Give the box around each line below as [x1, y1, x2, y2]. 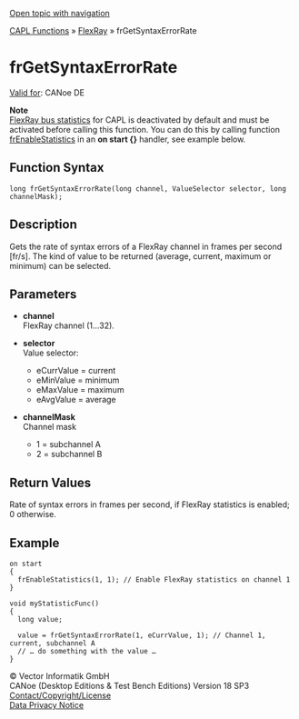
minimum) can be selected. [9, 260, 112, 271]
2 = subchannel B [35, 449, 103, 460]
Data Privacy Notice [9, 700, 85, 710]
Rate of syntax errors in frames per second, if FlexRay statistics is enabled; [9, 499, 291, 510]
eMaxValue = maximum [35, 384, 125, 395]
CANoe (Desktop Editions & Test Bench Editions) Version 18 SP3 [9, 681, 250, 691]
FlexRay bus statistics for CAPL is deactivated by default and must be [9, 114, 270, 125]
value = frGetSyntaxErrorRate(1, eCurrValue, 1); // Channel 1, [17, 631, 266, 640]
